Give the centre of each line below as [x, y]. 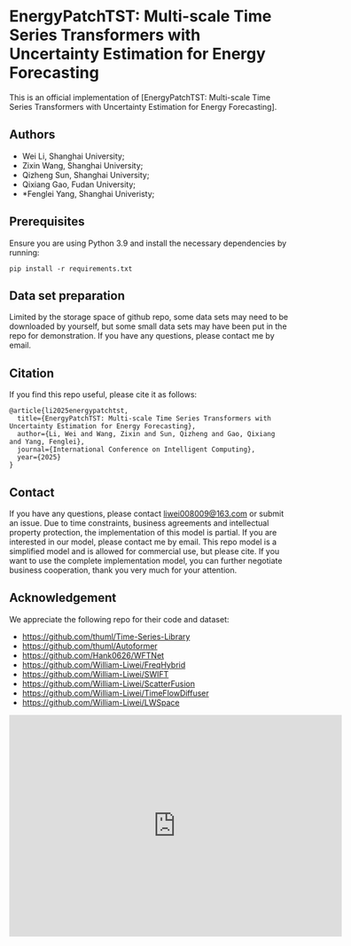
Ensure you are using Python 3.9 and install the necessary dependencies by [148, 243]
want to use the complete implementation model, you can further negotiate [146, 561]
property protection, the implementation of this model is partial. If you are [143, 532]
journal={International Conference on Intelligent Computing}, [136, 450]
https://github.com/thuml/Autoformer [90, 645]
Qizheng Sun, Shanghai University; [86, 175]
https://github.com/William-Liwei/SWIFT [95, 674]
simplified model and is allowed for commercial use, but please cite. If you [144, 551]
